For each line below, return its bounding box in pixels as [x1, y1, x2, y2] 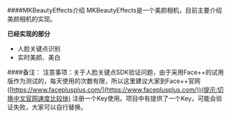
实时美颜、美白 [17, 53, 61, 61]
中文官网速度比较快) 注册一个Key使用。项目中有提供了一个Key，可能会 [13, 94, 216, 103]
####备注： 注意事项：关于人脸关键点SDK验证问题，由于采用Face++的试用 [7, 68, 225, 76]
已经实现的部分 [7, 30, 50, 38]
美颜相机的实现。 [7, 15, 57, 23]
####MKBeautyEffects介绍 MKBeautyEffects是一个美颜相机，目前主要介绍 [7, 6, 222, 14]
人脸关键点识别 [17, 45, 61, 52]
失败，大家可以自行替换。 [13, 103, 87, 111]
